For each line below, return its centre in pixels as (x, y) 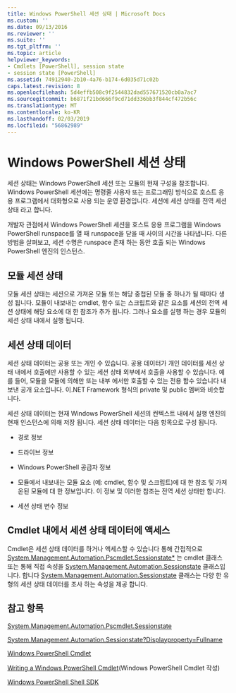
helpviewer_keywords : (39, 60)
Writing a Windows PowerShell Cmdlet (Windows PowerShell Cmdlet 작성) (114, 668)
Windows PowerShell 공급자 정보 (64, 467)
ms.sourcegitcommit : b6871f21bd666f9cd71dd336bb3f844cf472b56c (102, 100)
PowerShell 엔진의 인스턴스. (46, 251)
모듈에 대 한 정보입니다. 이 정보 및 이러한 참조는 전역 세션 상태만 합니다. (128, 491)
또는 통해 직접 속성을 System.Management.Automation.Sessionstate (104, 566)
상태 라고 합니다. (30, 210)
